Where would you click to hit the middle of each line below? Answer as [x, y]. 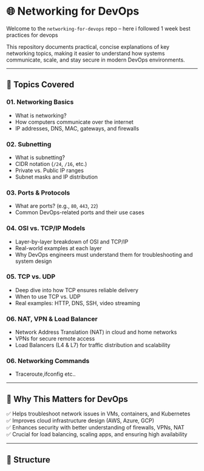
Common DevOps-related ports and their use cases [80, 212]
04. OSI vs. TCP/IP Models [46, 228]
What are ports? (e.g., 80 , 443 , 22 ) [56, 206]
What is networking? [41, 115]
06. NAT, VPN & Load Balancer [52, 318]
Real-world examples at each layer [58, 248]
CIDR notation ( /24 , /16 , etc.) [51, 164]
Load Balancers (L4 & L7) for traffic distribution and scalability [93, 345]
